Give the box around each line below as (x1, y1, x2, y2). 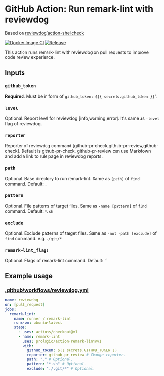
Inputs (5, 69, 25, 77)
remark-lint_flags (5, 248, 49, 253)
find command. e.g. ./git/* (5, 236, 62, 242)
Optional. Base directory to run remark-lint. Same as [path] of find (5, 175, 140, 181)
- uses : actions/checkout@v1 (18, 330, 78, 335)
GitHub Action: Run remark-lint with (5, 3, 154, 15)
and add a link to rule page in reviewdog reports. (5, 153, 103, 159)
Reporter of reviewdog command (5, 143, 72, 149)
